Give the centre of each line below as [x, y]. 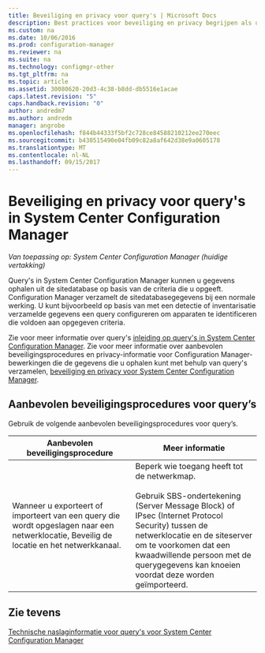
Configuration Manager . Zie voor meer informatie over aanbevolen [116, 346]
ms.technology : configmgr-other [61, 67]
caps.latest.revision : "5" [52, 96]
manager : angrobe [37, 126]
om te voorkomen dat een [183, 545]
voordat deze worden [175, 575]
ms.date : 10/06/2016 [42, 38]
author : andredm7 [37, 111]
